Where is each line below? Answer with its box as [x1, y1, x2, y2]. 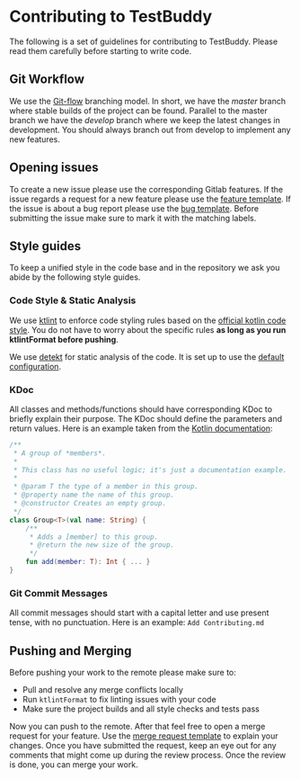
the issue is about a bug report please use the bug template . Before [9, 202, 259, 213]
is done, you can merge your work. [9, 759, 138, 770]
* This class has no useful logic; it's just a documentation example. [13, 465, 287, 474]
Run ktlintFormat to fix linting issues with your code [22, 694, 217, 705]
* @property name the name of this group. [13, 490, 175, 500]
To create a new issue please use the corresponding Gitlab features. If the [9, 184, 284, 194]
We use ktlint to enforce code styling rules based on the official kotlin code [9, 315, 287, 326]
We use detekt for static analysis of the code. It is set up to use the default [9, 351, 285, 362]
